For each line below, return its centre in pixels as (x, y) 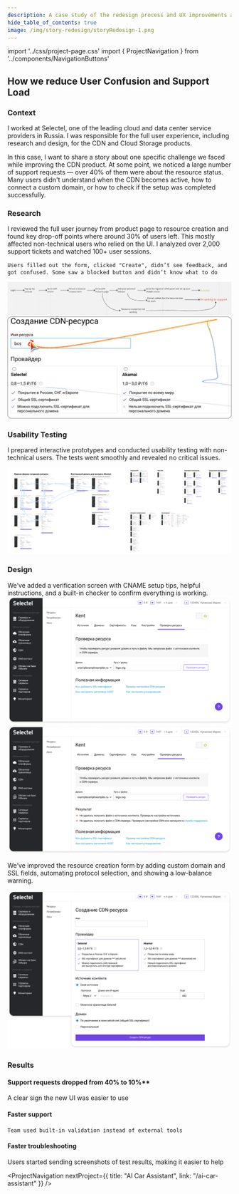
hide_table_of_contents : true (52, 22)
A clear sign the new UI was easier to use (68, 1098)
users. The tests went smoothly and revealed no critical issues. (128, 458)
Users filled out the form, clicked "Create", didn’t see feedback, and (117, 266)
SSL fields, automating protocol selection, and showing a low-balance (110, 873)
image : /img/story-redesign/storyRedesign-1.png (81, 30)
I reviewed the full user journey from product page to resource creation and (118, 229)
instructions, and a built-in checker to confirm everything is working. (108, 593)
